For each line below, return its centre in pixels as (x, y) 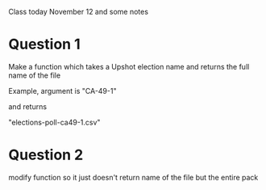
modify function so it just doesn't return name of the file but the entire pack (133, 177)
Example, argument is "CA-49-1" (62, 91)
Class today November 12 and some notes (79, 12)
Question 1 (44, 44)
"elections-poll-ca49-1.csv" (54, 122)
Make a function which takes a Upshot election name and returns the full (129, 66)
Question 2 (46, 155)
